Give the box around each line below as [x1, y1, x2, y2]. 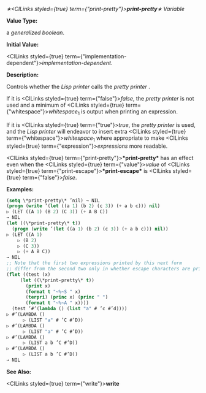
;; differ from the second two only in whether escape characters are [6, 266, 191, 272]
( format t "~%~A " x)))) [25, 300, 89, 306]
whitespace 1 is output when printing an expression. [48, 108, 178, 116]
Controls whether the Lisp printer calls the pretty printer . [6, 83, 150, 90]
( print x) [25, 283, 51, 289]
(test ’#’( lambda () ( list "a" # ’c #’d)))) [12, 306, 128, 312]
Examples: [6, 185, 34, 193]
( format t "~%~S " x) [25, 288, 81, 295]
